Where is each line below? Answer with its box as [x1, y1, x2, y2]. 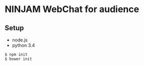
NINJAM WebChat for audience [5, 4, 139, 15]
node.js [12, 37, 28, 43]
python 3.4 [12, 42, 35, 48]
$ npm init [5, 52, 28, 57]
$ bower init [5, 56, 32, 61]
